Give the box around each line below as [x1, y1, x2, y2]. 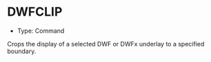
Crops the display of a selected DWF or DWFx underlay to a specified [7, 40, 205, 48]
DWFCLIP [7, 4, 63, 20]
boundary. [7, 47, 37, 55]
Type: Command [17, 27, 65, 35]
